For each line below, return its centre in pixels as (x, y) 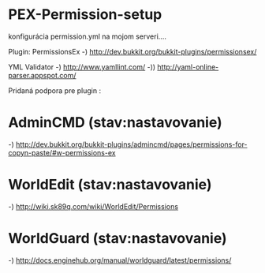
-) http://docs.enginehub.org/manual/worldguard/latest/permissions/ (120, 260)
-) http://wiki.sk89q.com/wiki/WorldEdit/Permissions (93, 206)
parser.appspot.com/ (42, 75)
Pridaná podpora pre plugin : (54, 90)
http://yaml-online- (188, 67)
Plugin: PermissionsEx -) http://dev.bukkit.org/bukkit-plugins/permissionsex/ (132, 51)
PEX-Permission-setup (85, 15)
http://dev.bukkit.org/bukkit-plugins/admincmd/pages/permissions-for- (131, 144)
